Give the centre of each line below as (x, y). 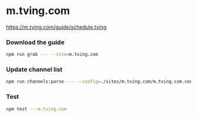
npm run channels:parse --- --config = (53, 82)
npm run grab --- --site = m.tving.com (52, 55)
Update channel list (34, 70)
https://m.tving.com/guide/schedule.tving (56, 27)
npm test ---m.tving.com (36, 109)
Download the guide (35, 42)
